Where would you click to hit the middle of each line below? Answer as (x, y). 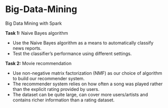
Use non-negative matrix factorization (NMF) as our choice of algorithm (87, 73)
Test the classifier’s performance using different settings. (72, 53)
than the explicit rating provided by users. (56, 89)
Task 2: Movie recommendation (38, 63)
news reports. (27, 48)
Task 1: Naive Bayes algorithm (37, 33)
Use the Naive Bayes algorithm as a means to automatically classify (83, 43)
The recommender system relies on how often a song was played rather (88, 84)
